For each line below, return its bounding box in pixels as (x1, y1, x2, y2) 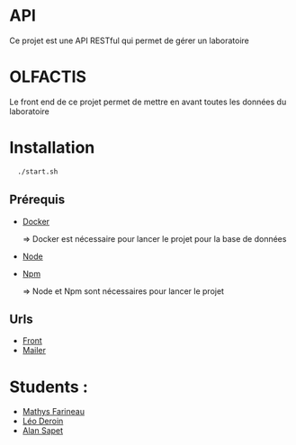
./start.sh (17, 167, 58, 176)
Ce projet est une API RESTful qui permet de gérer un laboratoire (9, 35, 250, 46)
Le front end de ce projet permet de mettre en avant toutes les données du (9, 96, 287, 107)
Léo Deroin (22, 415, 64, 427)
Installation (9, 138, 95, 158)
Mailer (22, 345, 47, 356)
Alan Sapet (22, 425, 64, 436)
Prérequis (9, 192, 66, 208)
